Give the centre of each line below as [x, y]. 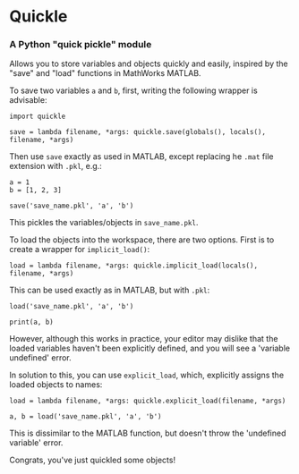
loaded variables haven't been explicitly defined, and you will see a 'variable [150, 348]
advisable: [28, 100]
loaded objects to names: [56, 385]
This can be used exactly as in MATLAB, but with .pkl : [110, 290]
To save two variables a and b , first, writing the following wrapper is [133, 90]
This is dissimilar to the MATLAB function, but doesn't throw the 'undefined [148, 433]
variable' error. [36, 443]
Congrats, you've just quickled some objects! [93, 460]
